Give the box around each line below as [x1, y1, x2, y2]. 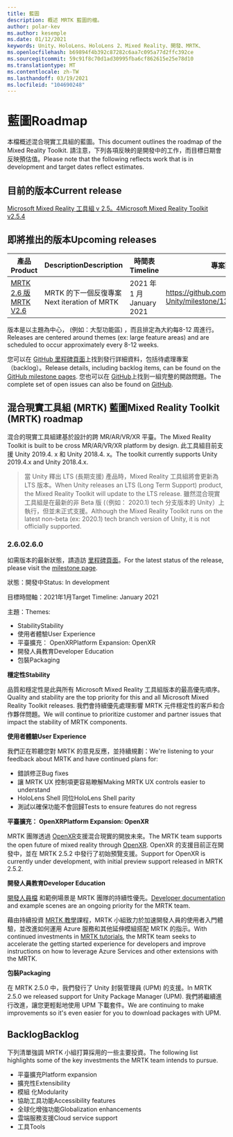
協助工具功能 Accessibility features [17, 1096, 116, 1104]
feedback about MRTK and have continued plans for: [7, 754, 158, 763]
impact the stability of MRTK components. [7, 717, 128, 726]
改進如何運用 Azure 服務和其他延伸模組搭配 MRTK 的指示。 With [25, 924, 207, 933]
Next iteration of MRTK [44, 297, 119, 306]
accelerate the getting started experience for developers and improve [7, 939, 206, 948]
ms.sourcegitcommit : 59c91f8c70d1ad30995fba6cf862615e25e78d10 [7, 56, 194, 63]
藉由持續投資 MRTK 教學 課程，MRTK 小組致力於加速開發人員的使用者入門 [7, 915, 218, 924]
